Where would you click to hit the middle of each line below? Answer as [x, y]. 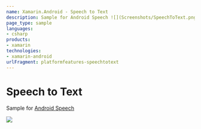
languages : [20, 28]
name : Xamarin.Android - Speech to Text [57, 12]
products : [19, 40]
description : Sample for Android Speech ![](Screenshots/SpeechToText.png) [103, 17]
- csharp [17, 34]
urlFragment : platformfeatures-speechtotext [63, 62]
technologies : [24, 51]
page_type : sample [29, 23]
